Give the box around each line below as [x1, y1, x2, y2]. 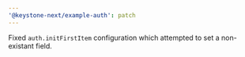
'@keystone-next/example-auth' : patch [8, 11, 136, 20]
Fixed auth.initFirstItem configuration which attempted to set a [8, 33, 220, 42]
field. [35, 41, 53, 51]
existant [8, 41, 34, 51]
